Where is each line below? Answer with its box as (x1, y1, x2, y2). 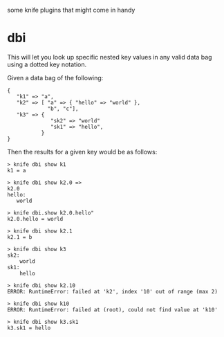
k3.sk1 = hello (7, 325, 51, 331)
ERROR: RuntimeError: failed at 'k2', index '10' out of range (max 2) (7, 288, 218, 295)
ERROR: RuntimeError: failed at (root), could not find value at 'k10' (7, 306, 218, 313)
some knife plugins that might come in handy (7, 6, 136, 14)
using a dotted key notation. (7, 60, 87, 69)
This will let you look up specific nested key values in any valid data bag (7, 53, 212, 61)
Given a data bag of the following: (7, 73, 104, 82)
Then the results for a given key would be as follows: (7, 147, 158, 156)
